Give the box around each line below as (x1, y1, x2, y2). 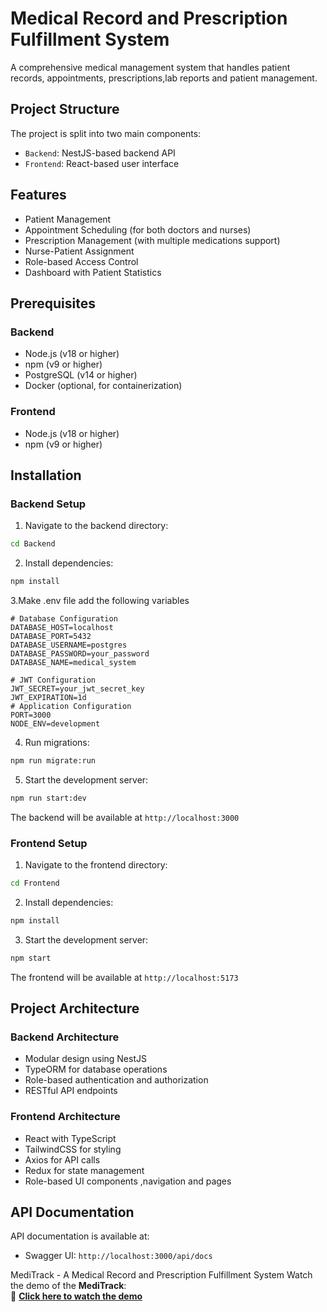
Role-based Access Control (24, 255, 139, 267)
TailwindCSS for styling (24, 1143, 122, 1155)
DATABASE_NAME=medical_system (10, 657, 137, 667)
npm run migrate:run (10, 755, 97, 766)
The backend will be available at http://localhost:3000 (10, 811, 240, 823)
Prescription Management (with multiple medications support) (24, 234, 281, 246)
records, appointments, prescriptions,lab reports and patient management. (10, 72, 318, 84)
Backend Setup (10, 497, 87, 511)
